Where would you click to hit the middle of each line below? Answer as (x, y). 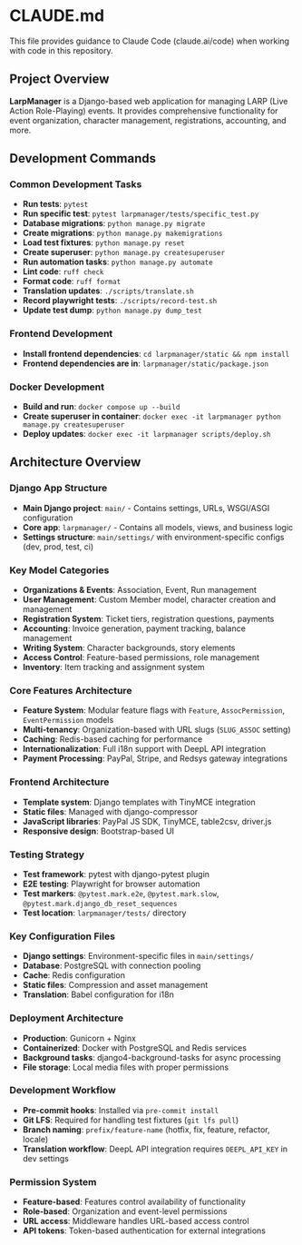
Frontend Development (61, 334)
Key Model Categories (59, 570)
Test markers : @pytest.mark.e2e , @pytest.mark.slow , (121, 893)
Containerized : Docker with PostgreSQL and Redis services (135, 1047)
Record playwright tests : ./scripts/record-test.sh (120, 301)
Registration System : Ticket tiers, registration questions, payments (148, 619)
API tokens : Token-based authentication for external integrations (144, 1230)
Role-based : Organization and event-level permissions (125, 1211)
